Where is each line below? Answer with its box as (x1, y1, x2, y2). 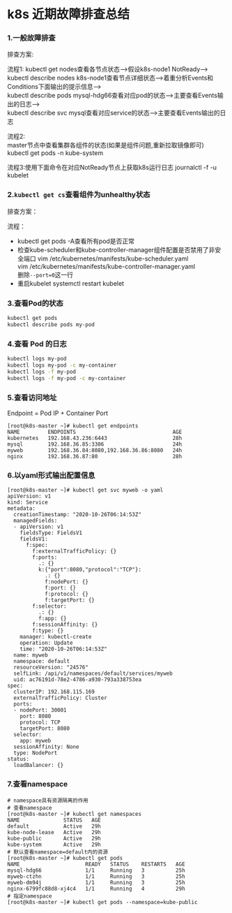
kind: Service (7, 499, 49, 506)
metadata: (7, 505, 36, 512)
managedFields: (13, 518, 58, 525)
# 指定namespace (7, 892, 52, 900)
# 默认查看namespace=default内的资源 (7, 848, 109, 856)
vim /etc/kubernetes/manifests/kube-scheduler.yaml (37, 254, 189, 263)
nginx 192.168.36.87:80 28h (7, 453, 183, 460)
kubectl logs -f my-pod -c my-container (7, 374, 127, 381)
